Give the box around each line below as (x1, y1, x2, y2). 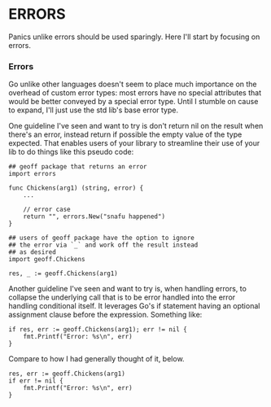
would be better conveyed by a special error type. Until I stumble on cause (8, 97, 259, 107)
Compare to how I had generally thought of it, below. (8, 354, 185, 364)
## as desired (8, 248, 57, 256)
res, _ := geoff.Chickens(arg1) (8, 269, 118, 278)
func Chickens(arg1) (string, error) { (8, 184, 144, 192)
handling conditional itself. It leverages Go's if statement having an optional (8, 301, 260, 311)
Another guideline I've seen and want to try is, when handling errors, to (8, 284, 247, 294)
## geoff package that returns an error (8, 163, 148, 171)
